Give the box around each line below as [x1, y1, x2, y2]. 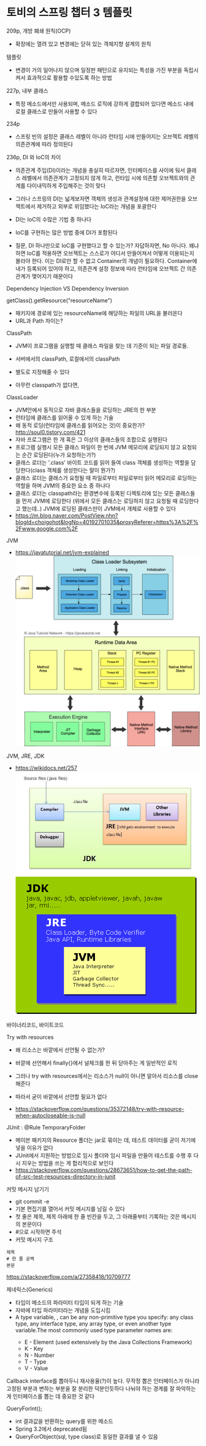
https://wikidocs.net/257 [15, 764, 78, 771]
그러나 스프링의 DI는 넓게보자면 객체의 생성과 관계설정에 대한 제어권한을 [15, 195, 186, 202]
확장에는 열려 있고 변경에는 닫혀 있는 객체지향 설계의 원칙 [15, 40, 151, 47]
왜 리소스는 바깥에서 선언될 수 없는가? [15, 1046, 105, 1054]
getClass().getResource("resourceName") [6, 296, 112, 304]
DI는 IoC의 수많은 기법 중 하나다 [15, 216, 92, 223]
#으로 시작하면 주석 [15, 1228, 62, 1236]
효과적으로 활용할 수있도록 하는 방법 [26, 74, 112, 81]
